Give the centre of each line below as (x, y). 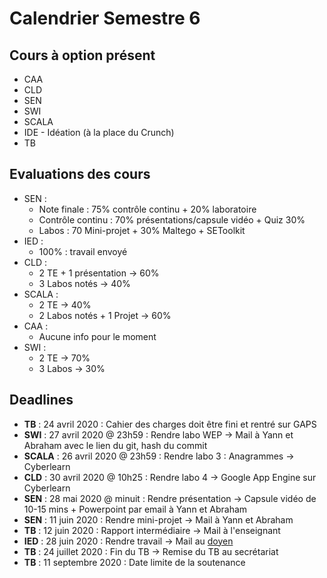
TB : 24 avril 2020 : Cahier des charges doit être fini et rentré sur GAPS (170, 424)
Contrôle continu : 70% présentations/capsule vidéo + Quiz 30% (172, 219)
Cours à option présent (82, 55)
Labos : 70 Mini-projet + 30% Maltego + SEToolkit (142, 230)
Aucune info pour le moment (97, 336)
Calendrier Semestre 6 (105, 18)
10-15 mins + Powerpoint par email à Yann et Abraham (135, 509)
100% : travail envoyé (83, 251)
